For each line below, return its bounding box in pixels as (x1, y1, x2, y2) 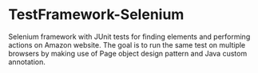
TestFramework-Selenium (8, 6, 185, 24)
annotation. (8, 57, 46, 67)
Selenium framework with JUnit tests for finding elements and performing (8, 32, 251, 41)
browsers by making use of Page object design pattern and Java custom (8, 48, 248, 58)
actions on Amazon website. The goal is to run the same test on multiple (8, 40, 246, 49)
